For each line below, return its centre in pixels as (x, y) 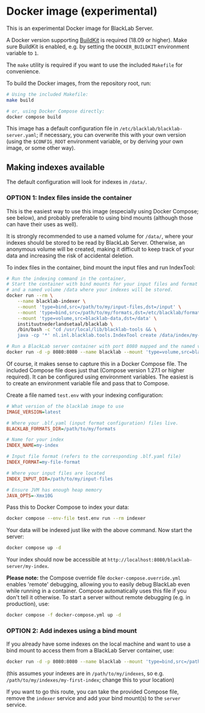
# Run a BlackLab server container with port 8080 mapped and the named (101, 347)
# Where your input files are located (56, 473)
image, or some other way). (41, 148)
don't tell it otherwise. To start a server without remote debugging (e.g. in (98, 597)
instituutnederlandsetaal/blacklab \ (65, 324)
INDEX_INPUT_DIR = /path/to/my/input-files (60, 479)
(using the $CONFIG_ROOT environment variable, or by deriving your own (95, 141)
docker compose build (34, 117)
